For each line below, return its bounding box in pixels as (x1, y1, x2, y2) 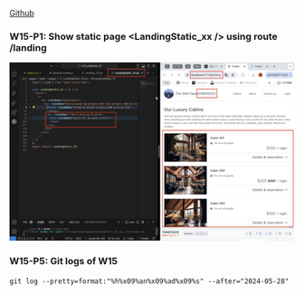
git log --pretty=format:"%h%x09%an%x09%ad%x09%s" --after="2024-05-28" (9, 276, 290, 286)
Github (9, 8, 34, 18)
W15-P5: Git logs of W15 (9, 255, 119, 268)
